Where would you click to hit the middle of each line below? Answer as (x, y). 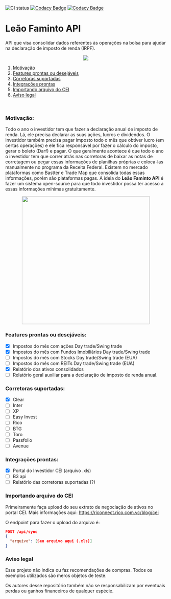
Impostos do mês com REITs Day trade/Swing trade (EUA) (74, 363)
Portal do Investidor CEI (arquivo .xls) (52, 470)
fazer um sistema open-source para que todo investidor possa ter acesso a (84, 184)
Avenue (21, 446)
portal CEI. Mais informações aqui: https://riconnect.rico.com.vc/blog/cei (82, 512)
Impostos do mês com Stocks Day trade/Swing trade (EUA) (75, 357)
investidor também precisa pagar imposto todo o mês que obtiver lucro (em (85, 140)
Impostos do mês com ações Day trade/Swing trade (67, 346)
